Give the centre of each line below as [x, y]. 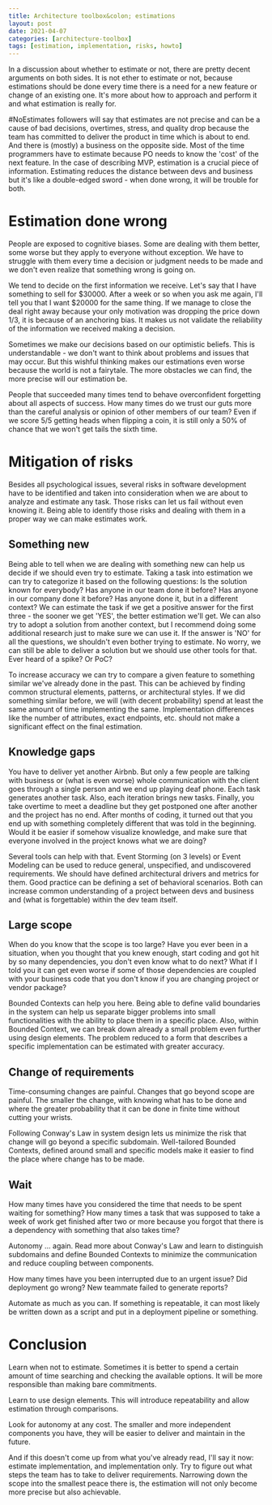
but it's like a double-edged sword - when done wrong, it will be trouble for [134, 180]
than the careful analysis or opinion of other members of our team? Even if [132, 412]
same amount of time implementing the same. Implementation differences [132, 709]
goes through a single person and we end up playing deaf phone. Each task [134, 789]
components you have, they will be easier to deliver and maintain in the [127, 1433]
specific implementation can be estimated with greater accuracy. [117, 1047]
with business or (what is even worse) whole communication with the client [134, 780]
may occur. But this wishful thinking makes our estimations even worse [127, 361]
